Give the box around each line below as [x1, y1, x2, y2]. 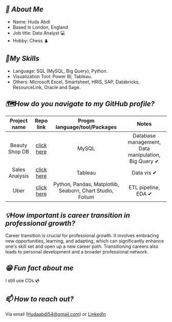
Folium [78, 194, 95, 201]
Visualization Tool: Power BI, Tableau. [12, 73, 92, 79]
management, [127, 139, 161, 146]
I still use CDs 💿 [5, 278, 40, 284]
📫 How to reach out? [5, 295, 74, 304]
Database [133, 132, 156, 140]
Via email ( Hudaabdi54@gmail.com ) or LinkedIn [5, 311, 106, 317]
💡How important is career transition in [5, 211, 131, 220]
